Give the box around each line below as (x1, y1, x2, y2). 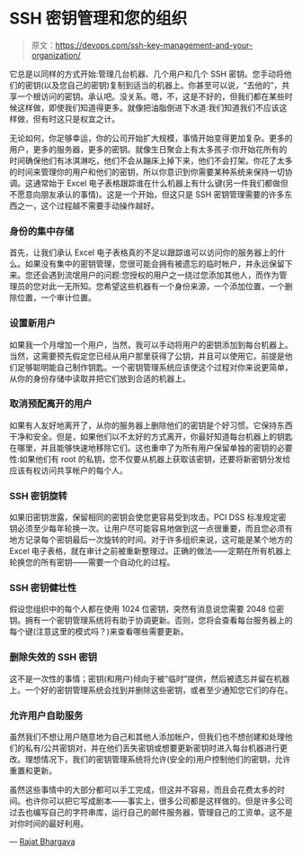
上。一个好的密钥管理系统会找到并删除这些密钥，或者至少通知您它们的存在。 (9, 684, 293, 695)
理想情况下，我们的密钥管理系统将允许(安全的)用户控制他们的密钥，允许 (24, 754, 291, 765)
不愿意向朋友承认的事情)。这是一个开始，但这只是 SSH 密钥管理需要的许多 (9, 188, 285, 199)
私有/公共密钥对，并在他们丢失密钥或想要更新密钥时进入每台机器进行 (24, 742, 280, 753)
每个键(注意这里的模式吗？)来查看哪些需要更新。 (9, 626, 189, 637)
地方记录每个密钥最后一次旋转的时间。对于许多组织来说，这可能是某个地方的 (9, 534, 293, 545)
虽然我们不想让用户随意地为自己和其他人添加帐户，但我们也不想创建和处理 (9, 732, 285, 742)
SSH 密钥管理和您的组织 (9, 8, 188, 29)
